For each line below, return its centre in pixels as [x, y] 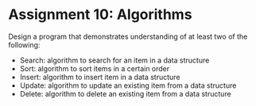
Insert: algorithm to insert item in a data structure [100, 77]
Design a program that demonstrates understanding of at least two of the [128, 36]
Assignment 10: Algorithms [100, 15]
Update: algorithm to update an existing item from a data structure [128, 85]
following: [24, 44]
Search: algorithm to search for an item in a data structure [114, 60]
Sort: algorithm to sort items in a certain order [95, 68]
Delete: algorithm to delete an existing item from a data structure [126, 93]
